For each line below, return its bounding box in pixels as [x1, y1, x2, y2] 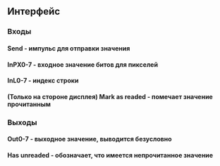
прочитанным [7, 100, 51, 108]
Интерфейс [7, 6, 61, 18]
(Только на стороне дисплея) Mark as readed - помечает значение [7, 92, 213, 101]
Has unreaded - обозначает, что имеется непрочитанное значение [7, 151, 214, 159]
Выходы [7, 117, 37, 127]
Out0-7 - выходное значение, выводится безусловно [7, 135, 172, 143]
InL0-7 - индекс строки [7, 77, 79, 85]
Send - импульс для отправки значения [7, 44, 130, 52]
